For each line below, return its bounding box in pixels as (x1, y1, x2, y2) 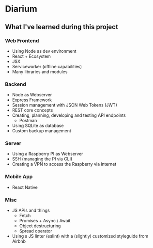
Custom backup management (12, 128, 72, 134)
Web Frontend (5, 37, 39, 44)
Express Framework (12, 97, 52, 103)
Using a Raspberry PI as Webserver (12, 151, 83, 157)
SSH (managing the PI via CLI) (12, 156, 73, 162)
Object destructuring (19, 223, 61, 229)
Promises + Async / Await (19, 218, 71, 224)
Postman (19, 118, 37, 124)
